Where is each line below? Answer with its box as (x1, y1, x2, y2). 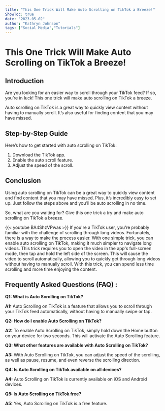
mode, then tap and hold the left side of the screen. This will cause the (5, 251, 148, 256)
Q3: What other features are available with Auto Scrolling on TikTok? (5, 342, 148, 348)
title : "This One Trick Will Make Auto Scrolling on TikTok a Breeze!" (5, 7, 155, 12)
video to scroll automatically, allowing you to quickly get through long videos (5, 255, 161, 261)
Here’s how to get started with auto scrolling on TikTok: (5, 142, 117, 148)
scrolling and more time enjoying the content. (5, 266, 97, 272)
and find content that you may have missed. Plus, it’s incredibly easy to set (5, 195, 157, 201)
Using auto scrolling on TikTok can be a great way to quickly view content (5, 190, 155, 195)
